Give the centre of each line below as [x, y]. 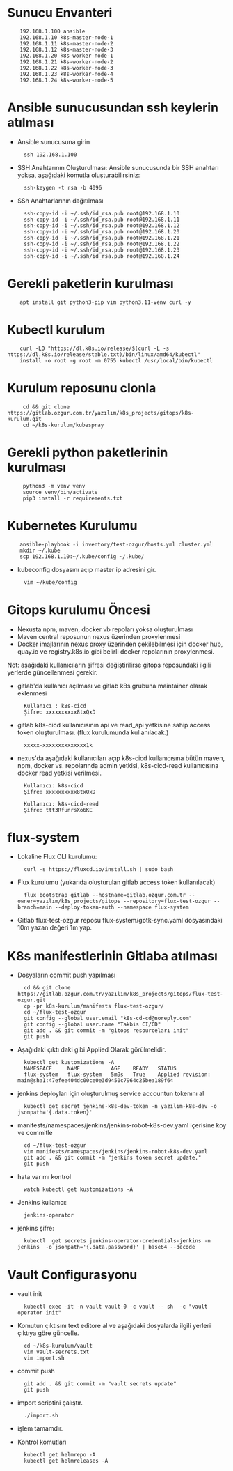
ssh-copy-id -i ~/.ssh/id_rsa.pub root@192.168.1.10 [102, 213]
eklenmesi [32, 693]
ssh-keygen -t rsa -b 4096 [63, 187]
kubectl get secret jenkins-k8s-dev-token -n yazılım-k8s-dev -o [120, 1107]
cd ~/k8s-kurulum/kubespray [63, 425]
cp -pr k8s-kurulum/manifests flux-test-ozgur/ [94, 1006]
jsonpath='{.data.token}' [55, 1113]
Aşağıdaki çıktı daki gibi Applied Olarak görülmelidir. [91, 1049]
